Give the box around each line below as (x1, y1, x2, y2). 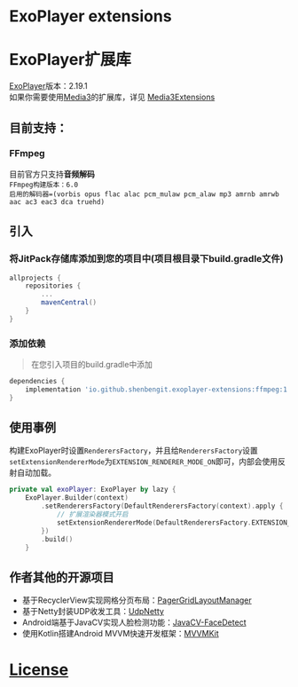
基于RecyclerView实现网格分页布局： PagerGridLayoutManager (21, 595, 253, 605)
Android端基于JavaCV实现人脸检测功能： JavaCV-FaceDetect (21, 617, 247, 628)
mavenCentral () (41, 298, 98, 307)
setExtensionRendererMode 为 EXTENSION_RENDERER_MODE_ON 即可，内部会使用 (9, 456, 278, 467)
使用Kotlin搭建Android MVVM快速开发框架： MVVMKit (21, 628, 219, 639)
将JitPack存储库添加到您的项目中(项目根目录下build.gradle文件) (9, 253, 284, 265)
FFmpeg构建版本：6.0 (9, 180, 78, 189)
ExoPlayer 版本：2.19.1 (9, 81, 89, 91)
